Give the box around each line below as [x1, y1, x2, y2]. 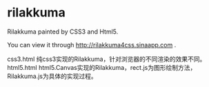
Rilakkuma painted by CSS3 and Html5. [7, 27, 119, 36]
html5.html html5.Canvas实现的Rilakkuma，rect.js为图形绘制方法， [7, 63, 197, 71]
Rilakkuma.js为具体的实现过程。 [7, 72, 98, 80]
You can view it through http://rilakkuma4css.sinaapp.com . [7, 40, 177, 49]
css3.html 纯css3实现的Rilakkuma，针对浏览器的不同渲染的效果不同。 [7, 55, 206, 63]
